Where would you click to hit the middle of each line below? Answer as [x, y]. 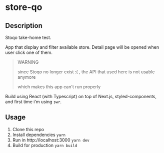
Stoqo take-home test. [28, 37]
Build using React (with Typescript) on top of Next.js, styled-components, [81, 96]
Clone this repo [28, 129]
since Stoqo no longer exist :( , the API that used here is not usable [86, 72]
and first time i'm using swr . [33, 102]
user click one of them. [29, 52]
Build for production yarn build [45, 145]
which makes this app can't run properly [59, 87]
